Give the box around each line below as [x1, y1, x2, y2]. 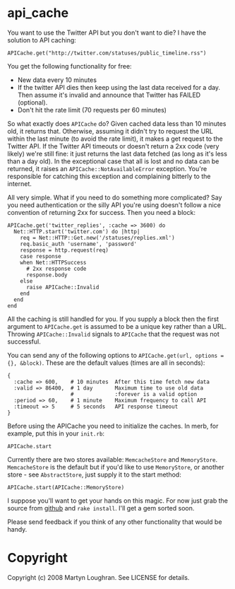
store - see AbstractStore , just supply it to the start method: [7, 470, 181, 479]
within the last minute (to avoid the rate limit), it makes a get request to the [7, 134, 224, 143]
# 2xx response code [25, 265, 87, 272]
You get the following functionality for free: [7, 62, 132, 70]
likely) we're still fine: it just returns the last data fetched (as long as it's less [7, 149, 228, 158]
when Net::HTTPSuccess [20, 259, 87, 266]
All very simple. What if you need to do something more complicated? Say [7, 193, 222, 202]
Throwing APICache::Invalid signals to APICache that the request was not [7, 330, 220, 338]
